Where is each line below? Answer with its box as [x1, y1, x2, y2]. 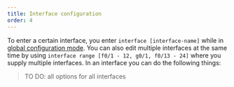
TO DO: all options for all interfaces [24, 72, 126, 81]
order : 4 [7, 17, 33, 24]
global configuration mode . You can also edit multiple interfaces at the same [7, 43, 228, 52]
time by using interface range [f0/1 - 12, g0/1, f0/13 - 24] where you [7, 51, 221, 60]
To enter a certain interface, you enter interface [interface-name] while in [7, 36, 224, 44]
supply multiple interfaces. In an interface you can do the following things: [7, 58, 221, 67]
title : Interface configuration [7, 10, 102, 18]
